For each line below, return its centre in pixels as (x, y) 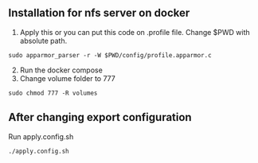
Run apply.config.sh (41, 136)
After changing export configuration (100, 117)
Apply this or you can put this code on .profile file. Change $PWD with (135, 32)
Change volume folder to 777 (67, 78)
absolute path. (43, 41)
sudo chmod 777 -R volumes (53, 93)
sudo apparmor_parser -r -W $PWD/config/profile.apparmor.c (110, 55)
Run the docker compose (61, 70)
